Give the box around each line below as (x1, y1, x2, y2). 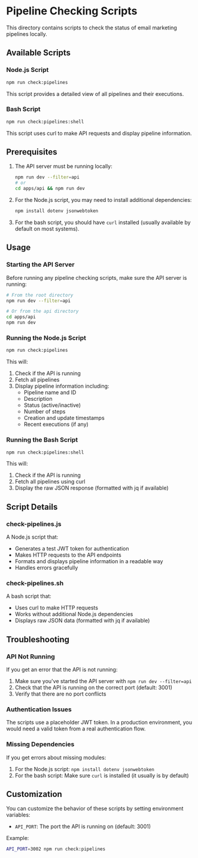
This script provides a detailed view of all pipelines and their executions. (6, 90, 184, 97)
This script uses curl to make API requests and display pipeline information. (6, 129, 192, 137)
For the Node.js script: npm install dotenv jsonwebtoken (14, 765, 154, 772)
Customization (6, 789, 63, 799)
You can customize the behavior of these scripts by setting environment (6, 805, 184, 812)
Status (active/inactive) (23, 401, 81, 409)
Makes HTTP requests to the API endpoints (14, 551, 121, 558)
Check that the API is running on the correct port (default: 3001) (14, 684, 172, 691)
